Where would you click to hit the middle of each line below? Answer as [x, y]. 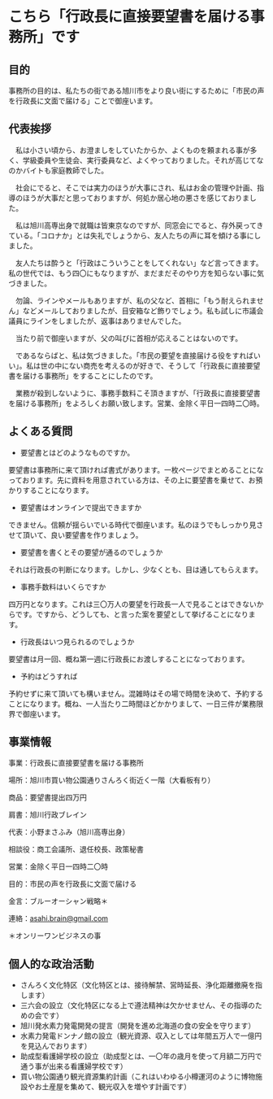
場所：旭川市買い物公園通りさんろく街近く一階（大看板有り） [112, 780]
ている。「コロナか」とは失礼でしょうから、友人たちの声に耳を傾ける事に [131, 235]
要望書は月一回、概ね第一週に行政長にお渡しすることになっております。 [129, 659]
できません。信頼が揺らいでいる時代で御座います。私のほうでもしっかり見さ [136, 525]
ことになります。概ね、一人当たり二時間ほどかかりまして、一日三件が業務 [132, 704]
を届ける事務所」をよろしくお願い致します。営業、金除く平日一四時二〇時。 [136, 403]
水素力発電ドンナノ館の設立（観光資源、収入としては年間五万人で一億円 [141, 1036]
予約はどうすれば [49, 676]
